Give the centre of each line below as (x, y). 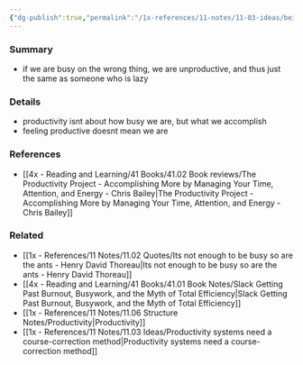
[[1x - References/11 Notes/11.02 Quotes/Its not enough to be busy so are (157, 255)
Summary (32, 49)
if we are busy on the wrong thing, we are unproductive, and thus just (151, 68)
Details (25, 102)
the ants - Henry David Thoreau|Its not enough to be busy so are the (150, 265)
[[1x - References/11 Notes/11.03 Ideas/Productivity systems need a (147, 332)
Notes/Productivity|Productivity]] (84, 322)
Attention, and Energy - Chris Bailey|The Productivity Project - (138, 193)
